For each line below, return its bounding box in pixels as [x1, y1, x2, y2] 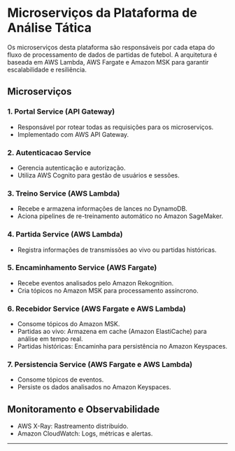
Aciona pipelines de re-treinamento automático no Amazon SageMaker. [17, 212, 224, 220]
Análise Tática [7, 20, 92, 36]
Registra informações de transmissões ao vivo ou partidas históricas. [17, 245, 217, 254]
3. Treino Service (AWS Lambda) [7, 188, 120, 198]
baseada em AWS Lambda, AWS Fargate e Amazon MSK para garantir [7, 58, 209, 66]
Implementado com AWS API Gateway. [17, 130, 129, 138]
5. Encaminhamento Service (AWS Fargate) [7, 263, 157, 273]
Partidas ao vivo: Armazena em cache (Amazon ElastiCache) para [17, 328, 208, 336]
